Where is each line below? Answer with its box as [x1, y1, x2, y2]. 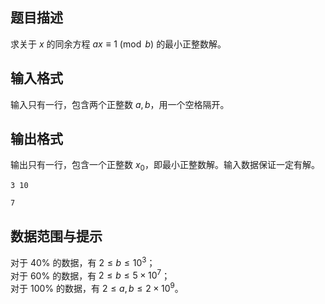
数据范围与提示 [10, 228, 103, 245]
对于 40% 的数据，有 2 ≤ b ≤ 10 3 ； [10, 255, 156, 268]
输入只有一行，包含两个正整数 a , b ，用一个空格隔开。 [10, 98, 230, 110]
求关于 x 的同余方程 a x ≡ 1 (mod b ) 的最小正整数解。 [10, 38, 227, 50]
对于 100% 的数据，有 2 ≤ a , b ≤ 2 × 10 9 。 [10, 281, 184, 295]
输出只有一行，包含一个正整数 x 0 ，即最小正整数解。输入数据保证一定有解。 [10, 159, 320, 173]
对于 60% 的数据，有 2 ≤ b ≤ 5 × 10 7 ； [10, 268, 171, 282]
